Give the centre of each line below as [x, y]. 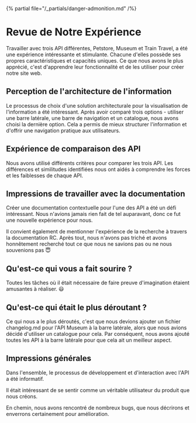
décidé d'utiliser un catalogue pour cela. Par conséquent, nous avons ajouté [98, 334]
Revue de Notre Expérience [74, 32]
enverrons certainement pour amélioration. [58, 414]
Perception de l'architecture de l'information [89, 92]
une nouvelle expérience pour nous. [49, 220]
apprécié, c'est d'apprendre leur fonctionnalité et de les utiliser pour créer [95, 67]
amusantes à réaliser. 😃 [35, 289]
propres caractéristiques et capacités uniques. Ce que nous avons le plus [95, 60]
